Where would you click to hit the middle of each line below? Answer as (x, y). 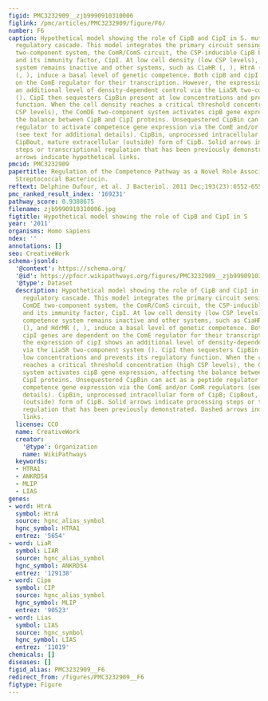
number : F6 (26, 30)
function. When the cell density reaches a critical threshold (122, 105)
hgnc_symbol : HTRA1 (48, 528)
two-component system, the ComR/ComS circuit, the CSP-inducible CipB (135, 53)
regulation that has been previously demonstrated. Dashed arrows (135, 410)
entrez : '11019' (42, 647)
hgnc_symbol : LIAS (46, 640)
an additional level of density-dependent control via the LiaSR (126, 90)
